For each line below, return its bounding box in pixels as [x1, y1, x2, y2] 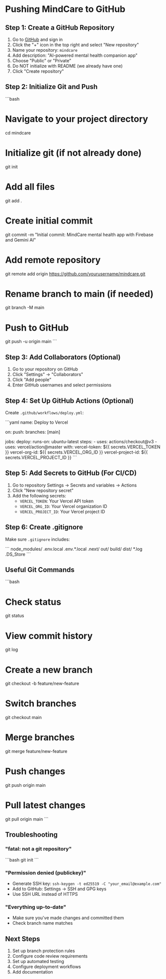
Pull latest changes [5, 800, 86, 811]
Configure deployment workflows [12, 964, 81, 970]
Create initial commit [5, 215, 93, 226]
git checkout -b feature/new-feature [5, 681, 80, 687]
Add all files [5, 181, 55, 192]
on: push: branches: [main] [5, 429, 61, 435]
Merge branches [5, 732, 75, 743]
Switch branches [5, 698, 77, 709]
